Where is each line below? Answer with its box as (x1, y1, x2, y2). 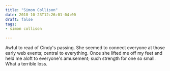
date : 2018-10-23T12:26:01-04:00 (5, 12, 76, 17)
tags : (5, 21, 17, 27)
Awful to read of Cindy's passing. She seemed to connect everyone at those (5, 45, 165, 51)
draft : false (5, 17, 33, 22)
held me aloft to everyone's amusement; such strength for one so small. (5, 55, 156, 61)
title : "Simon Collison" (5, 7, 58, 13)
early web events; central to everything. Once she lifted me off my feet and (5, 50, 163, 56)
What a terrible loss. (5, 61, 47, 67)
